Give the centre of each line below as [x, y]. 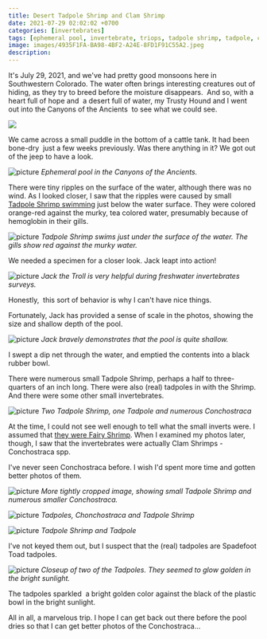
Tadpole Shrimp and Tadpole [89, 530]
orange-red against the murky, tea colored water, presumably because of [128, 213]
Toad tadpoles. [33, 554]
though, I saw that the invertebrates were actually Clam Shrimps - [116, 443]
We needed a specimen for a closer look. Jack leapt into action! [112, 261]
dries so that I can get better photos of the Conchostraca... [104, 626]
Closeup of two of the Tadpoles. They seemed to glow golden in [146, 570]
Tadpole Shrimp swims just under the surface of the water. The [145, 237]
